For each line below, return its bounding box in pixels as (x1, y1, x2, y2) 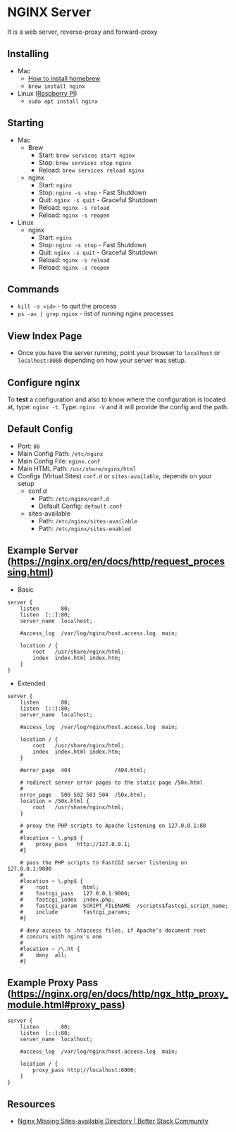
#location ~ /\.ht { (20, 945, 80, 952)
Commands (7, 283, 60, 295)
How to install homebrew (27, 74, 101, 82)
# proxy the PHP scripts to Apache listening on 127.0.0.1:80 (20, 822, 206, 829)
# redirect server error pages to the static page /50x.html (20, 779, 203, 786)
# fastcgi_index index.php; (20, 896, 115, 903)
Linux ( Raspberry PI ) (17, 89, 77, 97)
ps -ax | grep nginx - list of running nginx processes (17, 309, 174, 318)
